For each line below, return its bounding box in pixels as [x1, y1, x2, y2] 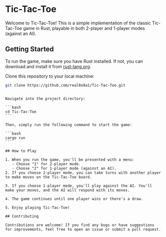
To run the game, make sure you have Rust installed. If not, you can [5, 58, 143, 64]
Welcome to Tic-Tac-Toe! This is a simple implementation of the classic [5, 20, 151, 26]
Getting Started [5, 45, 54, 53]
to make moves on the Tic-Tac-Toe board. [5, 174, 92, 180]
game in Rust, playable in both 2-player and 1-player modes [23, 25, 145, 31]
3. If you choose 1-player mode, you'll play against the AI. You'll [5, 183, 153, 188]
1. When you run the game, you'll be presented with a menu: [5, 157, 135, 162]
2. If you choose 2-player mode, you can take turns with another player [5, 170, 162, 175]
